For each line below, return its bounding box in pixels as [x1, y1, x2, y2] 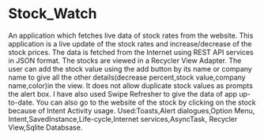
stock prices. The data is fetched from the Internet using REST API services [8, 47, 255, 57]
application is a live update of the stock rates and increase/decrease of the [8, 39, 252, 48]
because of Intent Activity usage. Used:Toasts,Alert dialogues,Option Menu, [8, 105, 255, 115]
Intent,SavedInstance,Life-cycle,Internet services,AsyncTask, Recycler [8, 114, 238, 123]
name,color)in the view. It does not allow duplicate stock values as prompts [8, 80, 253, 90]
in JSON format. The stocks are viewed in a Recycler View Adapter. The [8, 56, 242, 65]
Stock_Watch [8, 5, 97, 23]
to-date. [8, 98, 35, 107]
